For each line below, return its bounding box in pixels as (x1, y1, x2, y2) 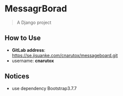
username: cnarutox (11, 58, 54, 64)
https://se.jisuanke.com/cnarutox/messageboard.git (11, 52, 118, 58)
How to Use (4, 34, 41, 42)
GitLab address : (11, 47, 46, 53)
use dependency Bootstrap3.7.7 (11, 85, 77, 91)
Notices (4, 72, 29, 81)
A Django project (16, 19, 52, 25)
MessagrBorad (4, 3, 67, 14)
